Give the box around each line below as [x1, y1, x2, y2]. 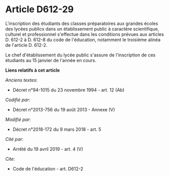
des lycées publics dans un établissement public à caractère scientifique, [5, 25, 159, 32]
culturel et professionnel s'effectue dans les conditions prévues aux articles [5, 31, 164, 37]
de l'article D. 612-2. [5, 42, 47, 48]
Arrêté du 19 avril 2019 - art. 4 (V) [12, 146, 83, 152]
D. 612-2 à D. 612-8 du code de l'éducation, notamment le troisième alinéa [5, 37, 161, 43]
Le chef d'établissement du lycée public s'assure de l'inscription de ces [5, 52, 156, 58]
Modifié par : [5, 116, 32, 123]
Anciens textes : [5, 77, 38, 83]
